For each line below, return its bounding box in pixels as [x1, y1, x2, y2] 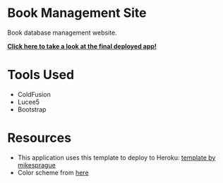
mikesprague [17, 160, 56, 169]
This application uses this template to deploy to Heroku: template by [17, 153, 216, 162]
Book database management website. [7, 28, 118, 37]
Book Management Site [7, 5, 147, 21]
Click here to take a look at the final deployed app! [7, 42, 157, 50]
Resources [7, 130, 72, 146]
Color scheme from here [17, 168, 90, 177]
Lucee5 [17, 98, 40, 106]
